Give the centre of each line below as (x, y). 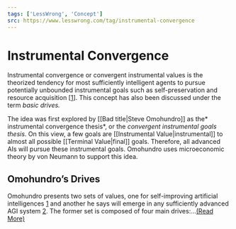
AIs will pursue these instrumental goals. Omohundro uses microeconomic (116, 149)
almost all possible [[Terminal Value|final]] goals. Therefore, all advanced (114, 142)
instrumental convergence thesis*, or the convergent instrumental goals (112, 127)
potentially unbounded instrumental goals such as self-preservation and (113, 90)
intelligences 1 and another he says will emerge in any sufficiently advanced (118, 203)
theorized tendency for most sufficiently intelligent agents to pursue (106, 83)
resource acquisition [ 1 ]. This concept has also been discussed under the (114, 98)
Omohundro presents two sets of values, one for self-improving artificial (113, 196)
